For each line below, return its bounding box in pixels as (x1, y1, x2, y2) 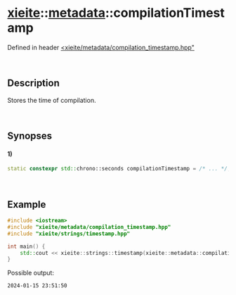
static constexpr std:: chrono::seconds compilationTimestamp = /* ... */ (7, 165, 228, 172)
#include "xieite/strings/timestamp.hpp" (7, 230, 131, 237)
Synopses (7, 130, 53, 142)
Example (7, 199, 46, 211)
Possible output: (7, 269, 55, 277)
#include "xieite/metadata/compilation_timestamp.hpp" (7, 223, 171, 230)
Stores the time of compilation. (7, 96, 96, 104)
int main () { (7, 243, 46, 250)
